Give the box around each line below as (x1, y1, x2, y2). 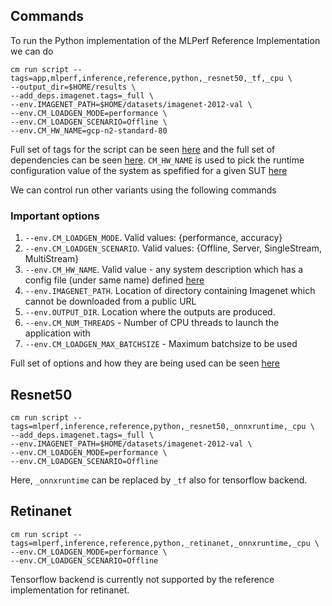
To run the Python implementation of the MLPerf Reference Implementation (10, 34, 321, 46)
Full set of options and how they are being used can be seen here (10, 357, 281, 369)
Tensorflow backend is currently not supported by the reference (10, 573, 275, 585)
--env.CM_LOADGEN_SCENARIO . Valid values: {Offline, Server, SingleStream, (24, 242, 322, 254)
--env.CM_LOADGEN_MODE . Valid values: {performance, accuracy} (24, 232, 283, 244)
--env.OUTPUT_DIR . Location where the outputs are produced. (24, 306, 276, 318)
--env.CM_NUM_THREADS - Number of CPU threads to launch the (24, 317, 280, 329)
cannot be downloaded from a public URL (24, 295, 197, 308)
